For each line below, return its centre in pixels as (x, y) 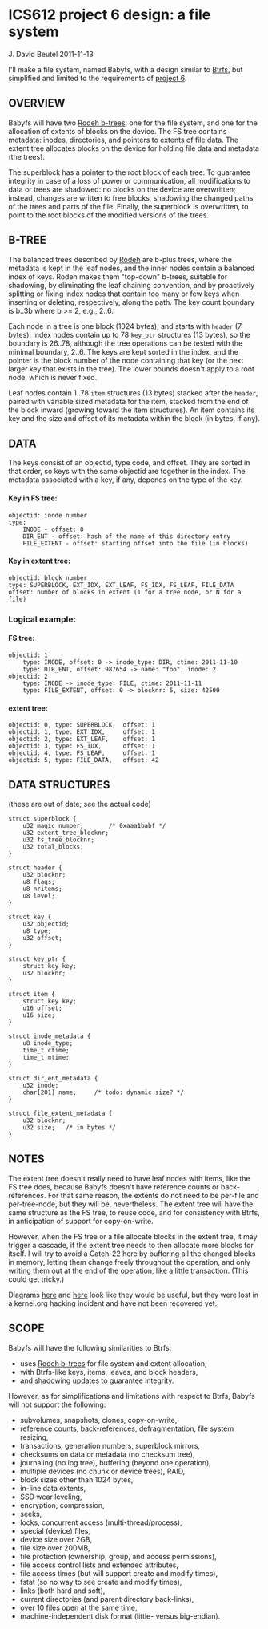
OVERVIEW (37, 103)
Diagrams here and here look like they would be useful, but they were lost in (133, 1295)
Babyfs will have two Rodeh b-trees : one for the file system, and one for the (133, 123)
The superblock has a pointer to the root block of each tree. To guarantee (130, 172)
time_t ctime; (46, 1050)
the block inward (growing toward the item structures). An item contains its (131, 410)
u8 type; (37, 931)
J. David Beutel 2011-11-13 (51, 54)
